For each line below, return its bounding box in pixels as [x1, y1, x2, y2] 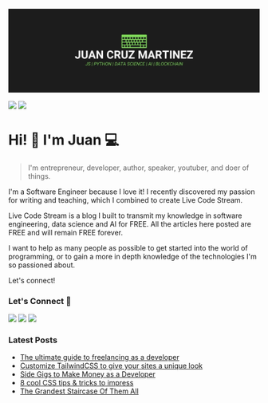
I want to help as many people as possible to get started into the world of [8, 243, 249, 252]
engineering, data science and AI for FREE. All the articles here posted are [8, 219, 251, 228]
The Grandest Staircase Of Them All [19, 386, 140, 396]
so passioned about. [8, 260, 76, 270]
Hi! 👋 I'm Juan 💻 [8, 131, 120, 149]
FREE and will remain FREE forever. [8, 227, 124, 237]
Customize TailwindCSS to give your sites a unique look [19, 361, 203, 371]
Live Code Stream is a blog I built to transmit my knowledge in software [8, 211, 242, 220]
